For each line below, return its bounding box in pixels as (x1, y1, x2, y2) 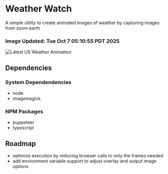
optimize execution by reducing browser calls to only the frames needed (12, 153, 163, 159)
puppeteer (12, 119, 34, 126)
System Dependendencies (5, 78, 72, 85)
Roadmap (5, 139, 36, 148)
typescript (12, 125, 34, 131)
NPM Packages (5, 108, 43, 115)
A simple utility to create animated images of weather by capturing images (5, 20, 160, 26)
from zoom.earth (5, 25, 40, 31)
